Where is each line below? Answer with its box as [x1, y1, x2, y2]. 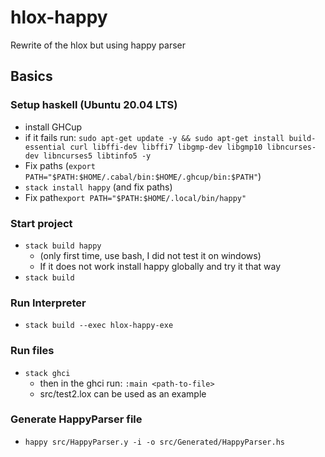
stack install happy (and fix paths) [24, 181, 173, 193]
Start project [10, 216, 73, 230]
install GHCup [24, 121, 83, 133]
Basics [10, 68, 53, 85]
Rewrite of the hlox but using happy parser [10, 39, 187, 51]
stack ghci [24, 368, 71, 378]
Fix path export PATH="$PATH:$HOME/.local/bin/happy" [24, 191, 247, 203]
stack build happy [24, 241, 102, 251]
